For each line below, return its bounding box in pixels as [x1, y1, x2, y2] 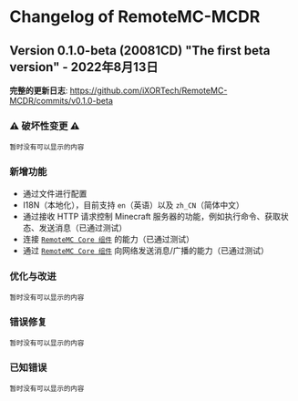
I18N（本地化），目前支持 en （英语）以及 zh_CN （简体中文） [22, 199, 244, 211]
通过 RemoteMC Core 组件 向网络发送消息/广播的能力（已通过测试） [22, 244, 269, 256]
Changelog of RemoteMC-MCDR [9, 6, 261, 27]
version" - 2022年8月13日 [9, 59, 159, 75]
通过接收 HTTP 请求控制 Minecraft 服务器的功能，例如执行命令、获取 [22, 211, 281, 221]
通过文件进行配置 [22, 188, 87, 199]
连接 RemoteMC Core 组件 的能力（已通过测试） [22, 233, 194, 244]
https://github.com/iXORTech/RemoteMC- [69, 85, 228, 96]
